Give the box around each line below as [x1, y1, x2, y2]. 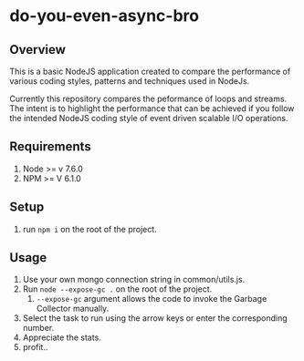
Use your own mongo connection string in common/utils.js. [22, 274, 246, 285]
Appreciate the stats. [22, 332, 102, 343]
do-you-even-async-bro [9, 5, 199, 26]
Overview [9, 42, 67, 57]
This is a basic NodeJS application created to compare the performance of [9, 66, 291, 77]
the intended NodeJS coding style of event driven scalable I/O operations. [9, 113, 288, 123]
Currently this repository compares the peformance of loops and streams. [9, 93, 288, 104]
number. [22, 323, 55, 334]
